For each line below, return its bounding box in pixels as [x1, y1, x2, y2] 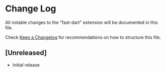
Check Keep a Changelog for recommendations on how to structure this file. [5, 34, 162, 40]
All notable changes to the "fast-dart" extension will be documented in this [5, 19, 158, 25]
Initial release [12, 62, 40, 68]
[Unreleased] [5, 49, 47, 57]
